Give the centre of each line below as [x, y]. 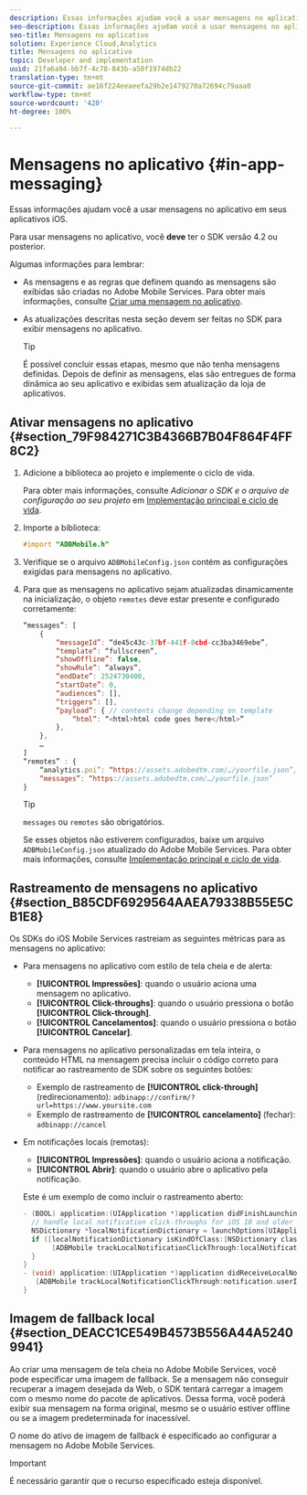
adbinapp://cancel [71, 1126]
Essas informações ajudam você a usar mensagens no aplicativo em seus [148, 209]
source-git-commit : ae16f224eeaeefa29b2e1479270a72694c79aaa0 [130, 86]
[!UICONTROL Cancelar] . [84, 1032]
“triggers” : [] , [87, 702]
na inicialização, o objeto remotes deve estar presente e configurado [151, 599]
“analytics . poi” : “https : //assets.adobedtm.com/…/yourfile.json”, [169, 770]
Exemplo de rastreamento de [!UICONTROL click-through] [147, 1087]
